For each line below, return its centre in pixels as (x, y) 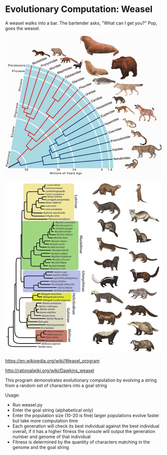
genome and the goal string (41, 447)
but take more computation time (45, 421)
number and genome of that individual (51, 437)
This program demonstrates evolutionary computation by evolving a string (81, 380)
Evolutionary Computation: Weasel (79, 9)
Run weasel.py (27, 405)
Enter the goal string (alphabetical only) (53, 410)
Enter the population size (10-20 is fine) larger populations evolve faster (86, 415)
